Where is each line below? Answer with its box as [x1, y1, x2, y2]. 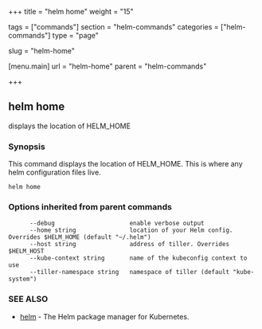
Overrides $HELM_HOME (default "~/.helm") [8, 233, 151, 241]
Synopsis [8, 141, 45, 152]
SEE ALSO [8, 294, 49, 305]
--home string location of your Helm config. [29, 226, 233, 234]
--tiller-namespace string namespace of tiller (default [29, 268, 229, 276]
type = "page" [52, 31, 100, 40]
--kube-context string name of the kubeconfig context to [29, 254, 248, 262]
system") [8, 275, 37, 284]
